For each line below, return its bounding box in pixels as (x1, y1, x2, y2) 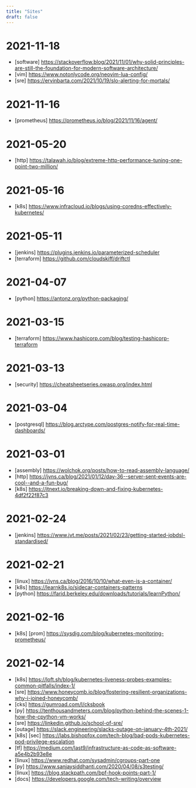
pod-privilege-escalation (14, 738, 75, 745)
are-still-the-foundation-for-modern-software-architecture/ (14, 65, 158, 72)
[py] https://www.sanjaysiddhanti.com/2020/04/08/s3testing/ (14, 763, 164, 770)
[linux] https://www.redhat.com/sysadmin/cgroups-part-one (14, 756, 160, 763)
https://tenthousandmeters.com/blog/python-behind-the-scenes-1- (26, 707, 189, 714)
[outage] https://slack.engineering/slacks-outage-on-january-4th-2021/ (14, 725, 188, 732)
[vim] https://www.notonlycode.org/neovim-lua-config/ (14, 71, 148, 78)
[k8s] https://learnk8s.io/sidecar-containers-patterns (14, 583, 143, 591)
